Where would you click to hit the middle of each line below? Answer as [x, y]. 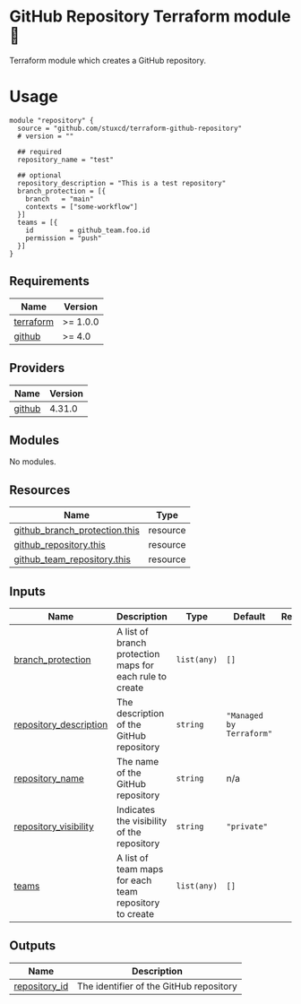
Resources [40, 490]
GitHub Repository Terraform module [150, 17]
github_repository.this [60, 545]
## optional [40, 175]
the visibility [142, 820]
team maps [140, 869]
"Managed [245, 715]
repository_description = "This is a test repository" [122, 183]
